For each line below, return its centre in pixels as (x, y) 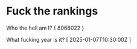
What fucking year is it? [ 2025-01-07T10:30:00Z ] (69, 39)
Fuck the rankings (52, 11)
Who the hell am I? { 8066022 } (45, 28)
